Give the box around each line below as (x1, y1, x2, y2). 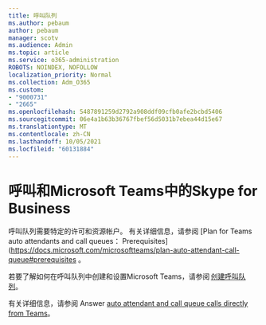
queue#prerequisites (8, 255, 77, 264)
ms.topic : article (8, 49, 69, 57)
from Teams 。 (8, 308, 55, 319)
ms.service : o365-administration (8, 57, 119, 65)
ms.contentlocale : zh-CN (8, 130, 91, 138)
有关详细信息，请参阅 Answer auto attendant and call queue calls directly (8, 299, 248, 308)
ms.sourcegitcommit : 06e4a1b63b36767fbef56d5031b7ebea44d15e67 (8, 116, 223, 123)
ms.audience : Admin (8, 41, 73, 49)
